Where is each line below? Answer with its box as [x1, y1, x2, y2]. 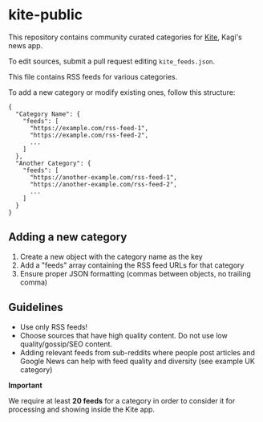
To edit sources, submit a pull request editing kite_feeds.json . [8, 56, 215, 66]
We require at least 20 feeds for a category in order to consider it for [8, 395, 236, 405]
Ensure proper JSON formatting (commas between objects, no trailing [19, 268, 251, 278]
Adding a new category [8, 231, 127, 244]
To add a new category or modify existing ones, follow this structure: [8, 87, 236, 97]
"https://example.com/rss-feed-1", [29, 124, 149, 132]
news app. [8, 40, 43, 50]
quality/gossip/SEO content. [19, 339, 113, 349]
